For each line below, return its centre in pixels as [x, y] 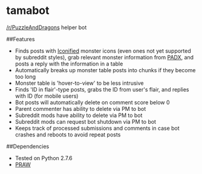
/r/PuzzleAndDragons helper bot [47, 27]
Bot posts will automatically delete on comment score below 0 [93, 102]
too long [25, 76]
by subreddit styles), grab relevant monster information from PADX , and [104, 57]
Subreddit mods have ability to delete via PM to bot [79, 115]
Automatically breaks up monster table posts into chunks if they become [105, 70]
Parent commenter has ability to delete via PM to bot [80, 109]
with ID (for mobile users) [47, 96]
